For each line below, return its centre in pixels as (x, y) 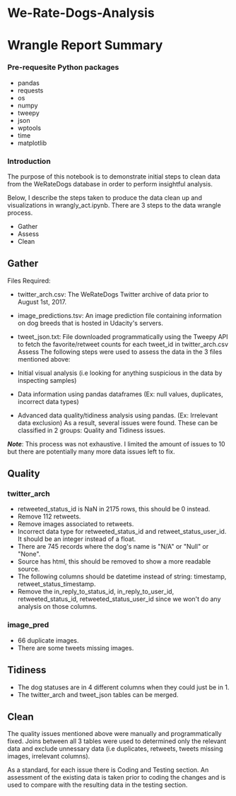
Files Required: (29, 280)
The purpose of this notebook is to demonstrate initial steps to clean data (114, 176)
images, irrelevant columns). (49, 756)
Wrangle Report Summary (85, 46)
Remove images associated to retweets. (76, 524)
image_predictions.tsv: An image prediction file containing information (119, 315)
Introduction (29, 161)
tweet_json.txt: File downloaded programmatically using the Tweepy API (123, 336)
